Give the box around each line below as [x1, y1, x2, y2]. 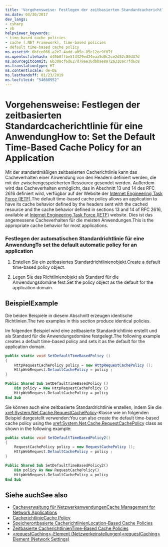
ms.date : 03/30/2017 [5, 12, 48, 17]
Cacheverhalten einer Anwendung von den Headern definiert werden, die [5, 174, 156, 180]
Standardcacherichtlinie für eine [5, 120, 143, 132]
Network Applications [12, 509, 57, 515]
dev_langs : [5, 17, 28, 22]
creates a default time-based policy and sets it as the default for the [5, 338, 145, 344]
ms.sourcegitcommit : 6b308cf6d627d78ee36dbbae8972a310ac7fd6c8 [5, 59, 140, 64]
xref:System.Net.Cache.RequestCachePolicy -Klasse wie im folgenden [5, 409, 149, 415]
